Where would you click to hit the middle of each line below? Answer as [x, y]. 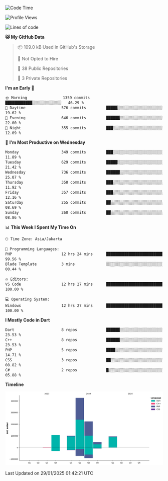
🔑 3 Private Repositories [42, 78]
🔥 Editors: [17, 279]
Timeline [15, 384]
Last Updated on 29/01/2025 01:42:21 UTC [49, 473]
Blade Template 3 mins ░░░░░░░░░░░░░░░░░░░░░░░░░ [84, 264]
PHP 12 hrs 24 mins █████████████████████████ [84, 254]
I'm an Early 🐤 [20, 88]
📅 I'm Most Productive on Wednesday [45, 142]
